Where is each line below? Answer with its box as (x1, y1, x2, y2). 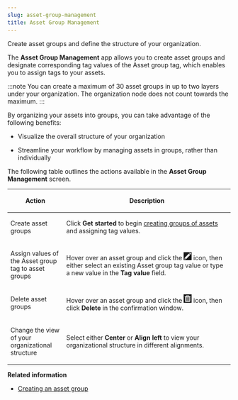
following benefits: (7, 118, 62, 127)
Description (129, 196, 165, 205)
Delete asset (10, 295, 47, 304)
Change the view (10, 326, 60, 334)
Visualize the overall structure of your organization (17, 132, 165, 140)
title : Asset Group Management (7, 18, 100, 26)
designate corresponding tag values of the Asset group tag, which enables (7, 60, 225, 69)
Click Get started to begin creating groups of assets (66, 219, 218, 228)
